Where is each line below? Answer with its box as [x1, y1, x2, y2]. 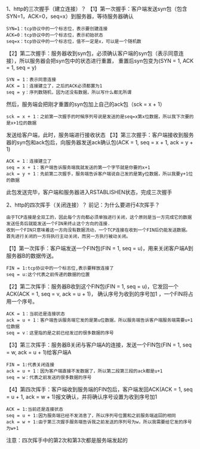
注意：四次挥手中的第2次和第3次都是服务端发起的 [6, 436, 128, 444]
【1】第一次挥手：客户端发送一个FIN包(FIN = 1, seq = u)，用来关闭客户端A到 [6, 245, 194, 251]
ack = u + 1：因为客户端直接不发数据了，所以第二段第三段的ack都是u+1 [6, 368, 163, 374]
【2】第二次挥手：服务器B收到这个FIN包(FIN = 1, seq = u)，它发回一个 [6, 283, 179, 290]
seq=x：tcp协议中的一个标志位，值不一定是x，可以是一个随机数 [6, 38, 141, 44]
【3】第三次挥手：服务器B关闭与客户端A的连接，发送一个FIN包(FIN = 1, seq [6, 341, 192, 348]
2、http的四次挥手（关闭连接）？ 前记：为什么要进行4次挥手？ [6, 201, 160, 208]
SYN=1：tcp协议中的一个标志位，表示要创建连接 [6, 26, 108, 32]
